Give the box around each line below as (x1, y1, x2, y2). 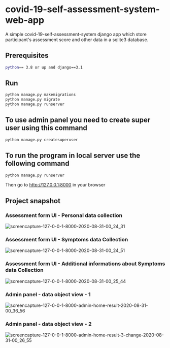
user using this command (5, 123, 88, 133)
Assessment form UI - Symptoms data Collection (5, 236, 128, 243)
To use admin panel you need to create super (5, 116, 151, 124)
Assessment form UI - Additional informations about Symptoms (5, 260, 165, 267)
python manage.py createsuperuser (5, 137, 79, 142)
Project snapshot (5, 197, 61, 205)
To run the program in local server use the (5, 151, 141, 160)
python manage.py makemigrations (5, 92, 76, 98)
